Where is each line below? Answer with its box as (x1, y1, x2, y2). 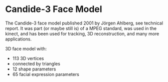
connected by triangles (12, 60, 61, 66)
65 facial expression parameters (12, 71, 79, 77)
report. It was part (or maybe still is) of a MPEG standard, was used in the (5, 25, 157, 31)
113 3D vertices (12, 55, 44, 61)
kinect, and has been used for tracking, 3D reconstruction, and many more (5, 30, 159, 36)
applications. (5, 36, 32, 42)
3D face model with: (5, 45, 47, 51)
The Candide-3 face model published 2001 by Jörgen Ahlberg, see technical (5, 20, 163, 26)
